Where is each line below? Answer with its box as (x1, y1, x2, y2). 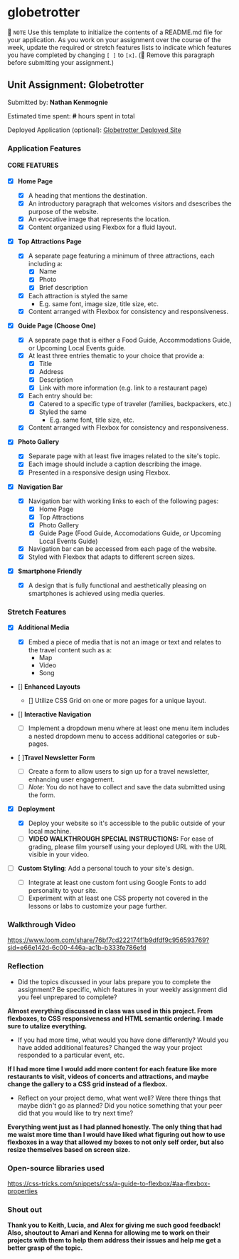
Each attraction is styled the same (28, 291, 128, 300)
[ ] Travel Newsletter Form (17, 753, 95, 762)
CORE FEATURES (7, 161, 59, 170)
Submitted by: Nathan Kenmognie (7, 98, 108, 106)
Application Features (7, 143, 82, 153)
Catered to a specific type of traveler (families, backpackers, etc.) (38, 400, 232, 408)
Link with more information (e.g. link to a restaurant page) (38, 383, 208, 392)
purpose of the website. (28, 208, 99, 216)
